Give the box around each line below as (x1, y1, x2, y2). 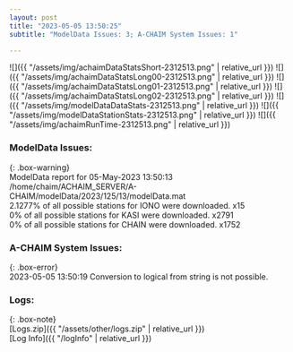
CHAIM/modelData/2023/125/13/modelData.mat (9, 190, 186, 202)
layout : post (9, 13, 58, 22)
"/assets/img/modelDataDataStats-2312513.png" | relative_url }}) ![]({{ (21, 100, 280, 111)
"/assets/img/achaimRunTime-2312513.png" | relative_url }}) (9, 119, 231, 130)
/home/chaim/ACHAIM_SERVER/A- (9, 181, 137, 192)
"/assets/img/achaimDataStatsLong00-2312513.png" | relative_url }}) (21, 72, 275, 82)
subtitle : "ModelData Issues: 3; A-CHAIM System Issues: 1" (9, 30, 239, 39)
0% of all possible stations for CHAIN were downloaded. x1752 (9, 219, 241, 229)
